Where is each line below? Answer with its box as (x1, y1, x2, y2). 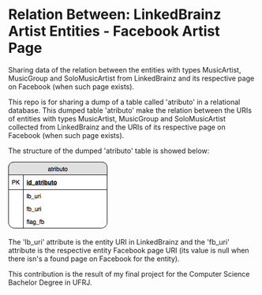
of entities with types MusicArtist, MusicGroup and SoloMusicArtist (8, 114, 226, 123)
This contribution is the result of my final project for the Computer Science (8, 269, 250, 278)
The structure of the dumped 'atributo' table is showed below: (8, 146, 210, 155)
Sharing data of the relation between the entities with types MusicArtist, (8, 65, 241, 74)
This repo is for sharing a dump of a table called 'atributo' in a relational (8, 97, 241, 106)
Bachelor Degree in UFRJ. (8, 278, 92, 287)
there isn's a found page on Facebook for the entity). (8, 254, 180, 263)
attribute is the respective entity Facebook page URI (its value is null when (8, 245, 250, 255)
